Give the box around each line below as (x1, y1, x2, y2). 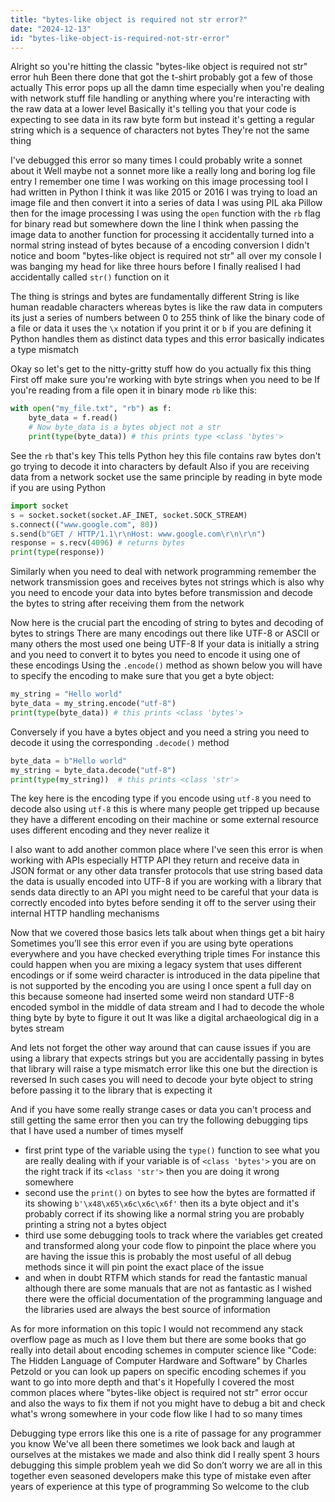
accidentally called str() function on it (10, 271, 170, 283)
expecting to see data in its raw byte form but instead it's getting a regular (10, 114, 315, 126)
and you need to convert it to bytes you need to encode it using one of (10, 649, 301, 661)
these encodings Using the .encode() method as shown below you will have (10, 659, 323, 671)
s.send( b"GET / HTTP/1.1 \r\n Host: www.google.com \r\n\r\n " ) (10, 529, 267, 539)
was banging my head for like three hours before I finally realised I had (10, 261, 301, 273)
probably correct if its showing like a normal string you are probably (24, 1208, 305, 1220)
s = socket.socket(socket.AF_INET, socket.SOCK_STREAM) (10, 510, 248, 520)
